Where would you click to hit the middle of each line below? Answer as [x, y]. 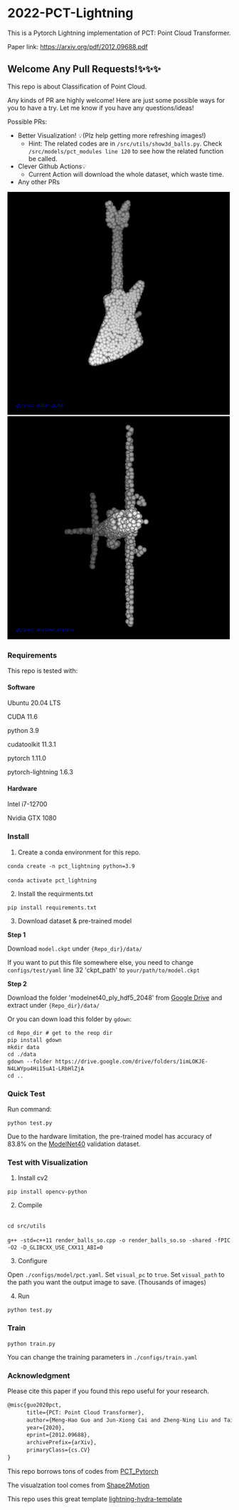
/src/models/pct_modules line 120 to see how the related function [126, 151]
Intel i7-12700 [27, 804]
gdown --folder [30, 1061]
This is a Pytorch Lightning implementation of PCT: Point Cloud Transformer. [119, 33]
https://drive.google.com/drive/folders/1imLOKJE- [132, 1061]
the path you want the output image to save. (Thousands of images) [107, 1282]
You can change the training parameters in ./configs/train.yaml [102, 1357]
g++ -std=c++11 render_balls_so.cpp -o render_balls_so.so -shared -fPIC [119, 1241]
